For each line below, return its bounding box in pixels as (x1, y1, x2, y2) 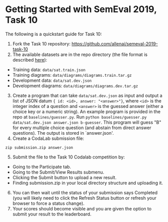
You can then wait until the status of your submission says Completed (12, 189, 158, 195)
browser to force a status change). (12, 200, 85, 206)
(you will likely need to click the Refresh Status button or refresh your (12, 195, 156, 201)
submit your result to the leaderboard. (12, 211, 92, 217)
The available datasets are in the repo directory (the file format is (12, 51, 148, 58)
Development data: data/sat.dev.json (12, 77, 92, 83)
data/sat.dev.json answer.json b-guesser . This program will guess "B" (12, 119, 161, 125)
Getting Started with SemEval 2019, (5, 4, 157, 15)
